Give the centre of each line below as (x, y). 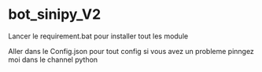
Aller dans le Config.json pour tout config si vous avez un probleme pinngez (131, 51)
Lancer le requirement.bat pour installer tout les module (98, 36)
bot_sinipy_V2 (55, 14)
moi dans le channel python (53, 59)
